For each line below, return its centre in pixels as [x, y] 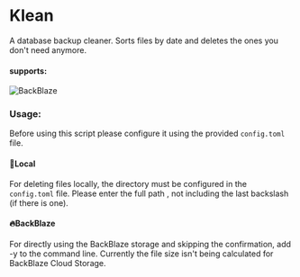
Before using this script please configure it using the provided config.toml [147, 134]
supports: [28, 71]
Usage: [26, 114]
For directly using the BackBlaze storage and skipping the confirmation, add [150, 244]
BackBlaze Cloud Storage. [58, 263]
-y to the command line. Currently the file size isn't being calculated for [141, 254]
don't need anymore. [48, 49]
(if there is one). [39, 202]
